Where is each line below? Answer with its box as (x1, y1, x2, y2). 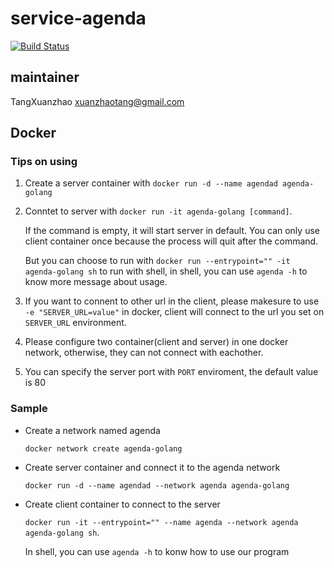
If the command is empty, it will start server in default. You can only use (24, 225, 320, 237)
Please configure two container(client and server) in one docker (24, 336, 289, 348)
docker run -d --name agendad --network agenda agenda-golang (24, 480, 290, 491)
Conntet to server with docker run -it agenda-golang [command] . (24, 205, 293, 217)
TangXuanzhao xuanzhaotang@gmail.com (10, 95, 185, 107)
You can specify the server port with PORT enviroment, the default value (24, 366, 319, 378)
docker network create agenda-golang (24, 443, 183, 454)
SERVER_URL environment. (24, 317, 127, 329)
